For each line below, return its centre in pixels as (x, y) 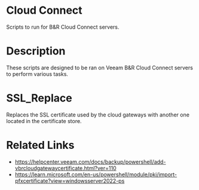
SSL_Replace (39, 98)
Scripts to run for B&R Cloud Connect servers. (63, 27)
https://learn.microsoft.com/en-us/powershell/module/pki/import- (96, 174)
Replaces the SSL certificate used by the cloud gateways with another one (98, 115)
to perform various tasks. (37, 74)
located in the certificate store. (44, 121)
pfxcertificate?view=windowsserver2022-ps (70, 180)
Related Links (40, 145)
